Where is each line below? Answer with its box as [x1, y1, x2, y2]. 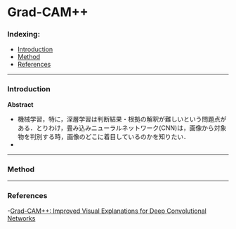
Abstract [7, 100, 34, 109]
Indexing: [7, 30, 41, 39]
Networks [7, 214, 36, 223]
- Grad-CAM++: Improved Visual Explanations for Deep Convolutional [7, 207, 207, 215]
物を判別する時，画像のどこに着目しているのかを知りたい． [17, 132, 190, 140]
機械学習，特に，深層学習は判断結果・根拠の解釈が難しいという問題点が [17, 115, 227, 123]
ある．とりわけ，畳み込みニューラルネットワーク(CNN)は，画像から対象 [17, 124, 227, 132]
